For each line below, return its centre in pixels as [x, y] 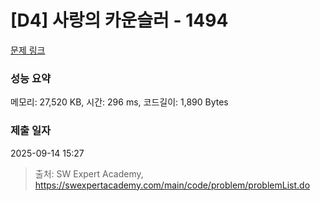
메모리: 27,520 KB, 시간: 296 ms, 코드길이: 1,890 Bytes [119, 102]
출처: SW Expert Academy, [89, 173]
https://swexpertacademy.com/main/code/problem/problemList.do [172, 185]
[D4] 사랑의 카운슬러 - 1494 [119, 20]
